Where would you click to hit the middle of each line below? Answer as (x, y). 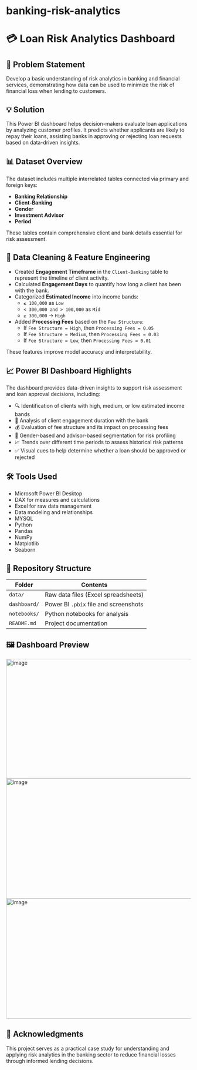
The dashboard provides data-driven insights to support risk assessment (94, 388)
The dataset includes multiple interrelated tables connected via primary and (98, 179)
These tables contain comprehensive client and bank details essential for (94, 233)
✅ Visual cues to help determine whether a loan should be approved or (100, 451)
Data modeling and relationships (53, 512)
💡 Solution (26, 110)
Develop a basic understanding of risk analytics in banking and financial (93, 79)
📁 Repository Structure (49, 568)
